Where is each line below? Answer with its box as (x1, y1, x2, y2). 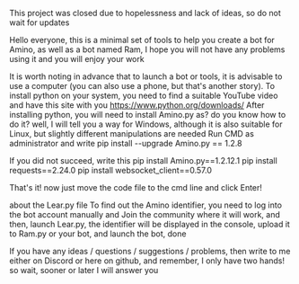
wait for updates (9, 17, 70, 28)
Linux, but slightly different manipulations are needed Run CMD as (9, 129, 254, 138)
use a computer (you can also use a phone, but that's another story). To (9, 81, 276, 91)
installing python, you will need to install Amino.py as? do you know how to (9, 110, 286, 120)
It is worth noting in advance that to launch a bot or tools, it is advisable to (9, 71, 283, 82)
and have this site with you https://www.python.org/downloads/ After (9, 100, 265, 111)
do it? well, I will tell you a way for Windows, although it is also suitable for (9, 119, 283, 129)
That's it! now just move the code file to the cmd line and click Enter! (9, 182, 263, 192)
